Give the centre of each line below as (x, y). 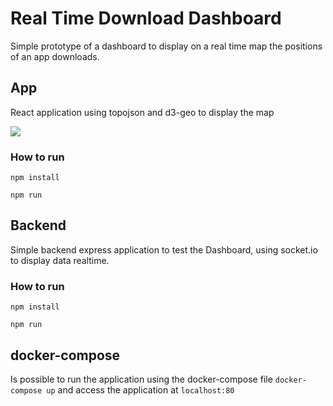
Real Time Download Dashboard (146, 18)
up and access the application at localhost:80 (140, 389)
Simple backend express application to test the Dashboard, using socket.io (164, 249)
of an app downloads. (55, 56)
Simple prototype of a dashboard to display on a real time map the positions (166, 46)
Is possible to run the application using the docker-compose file (141, 379)
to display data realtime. (60, 260)
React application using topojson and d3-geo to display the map (142, 112)
